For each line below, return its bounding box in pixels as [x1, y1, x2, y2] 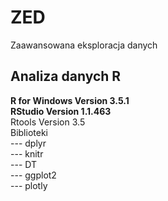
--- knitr [10, 147, 44, 160]
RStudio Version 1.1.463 [10, 105, 112, 117]
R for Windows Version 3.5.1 [10, 94, 130, 106]
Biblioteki [10, 126, 48, 138]
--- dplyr [10, 137, 47, 149]
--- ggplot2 [10, 169, 57, 181]
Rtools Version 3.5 [10, 116, 86, 128]
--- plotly [10, 179, 48, 191]
